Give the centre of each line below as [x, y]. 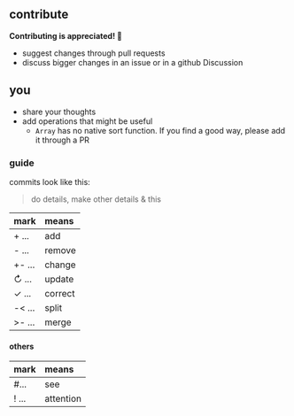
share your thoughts [59, 112]
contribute [39, 15]
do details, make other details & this [96, 199]
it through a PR [62, 140]
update [59, 279]
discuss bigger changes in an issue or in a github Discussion [132, 62]
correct [59, 293]
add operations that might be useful [87, 121]
